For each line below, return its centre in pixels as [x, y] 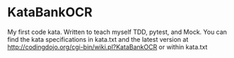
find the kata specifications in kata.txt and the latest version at [98, 39]
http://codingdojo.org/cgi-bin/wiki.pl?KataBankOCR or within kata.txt [107, 47]
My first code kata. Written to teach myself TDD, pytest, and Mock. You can [117, 32]
